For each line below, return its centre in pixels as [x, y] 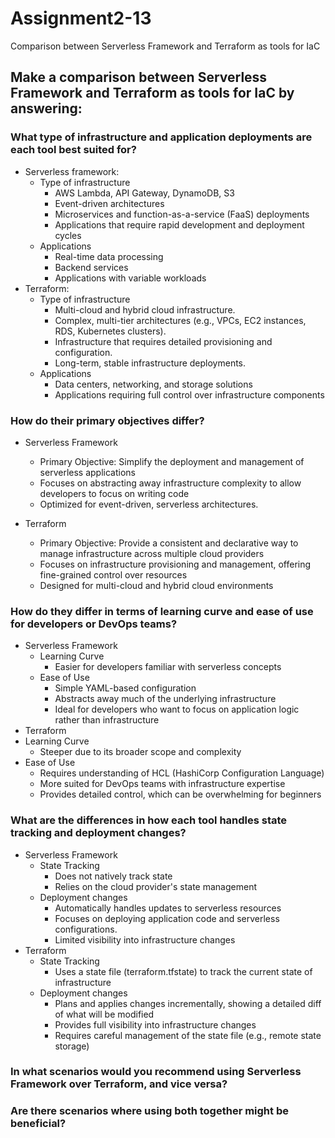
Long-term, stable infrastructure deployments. [150, 363]
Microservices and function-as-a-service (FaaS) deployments [182, 214]
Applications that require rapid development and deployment [179, 224]
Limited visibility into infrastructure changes [145, 939]
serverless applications [87, 472]
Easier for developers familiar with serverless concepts [168, 667]
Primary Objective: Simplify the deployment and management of [172, 461]
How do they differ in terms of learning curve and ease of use [162, 611]
